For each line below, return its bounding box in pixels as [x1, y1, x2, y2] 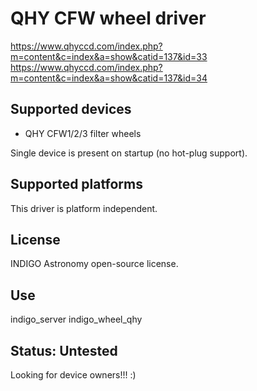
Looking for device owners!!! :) [10, 369, 137, 381]
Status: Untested [10, 342, 118, 359]
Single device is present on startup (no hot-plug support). [10, 147, 248, 159]
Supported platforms [10, 176, 143, 193]
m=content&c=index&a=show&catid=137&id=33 [10, 50, 208, 62]
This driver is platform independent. [10, 202, 158, 214]
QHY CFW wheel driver [10, 7, 207, 30]
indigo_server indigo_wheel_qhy [10, 313, 143, 326]
